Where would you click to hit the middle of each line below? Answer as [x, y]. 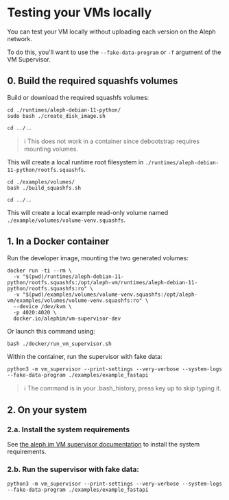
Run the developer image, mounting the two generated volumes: [98, 258]
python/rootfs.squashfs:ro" [47, 288]
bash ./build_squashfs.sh [44, 188]
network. [20, 38]
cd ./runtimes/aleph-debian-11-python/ [64, 110]
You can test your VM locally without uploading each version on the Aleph [111, 32]
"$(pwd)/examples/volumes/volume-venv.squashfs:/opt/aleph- [110, 295]
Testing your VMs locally [80, 13]
